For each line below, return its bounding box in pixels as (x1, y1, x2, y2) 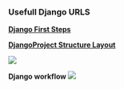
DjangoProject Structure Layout (8, 40, 116, 50)
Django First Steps (8, 25, 71, 34)
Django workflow (8, 71, 66, 82)
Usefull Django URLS (8, 6, 90, 18)
